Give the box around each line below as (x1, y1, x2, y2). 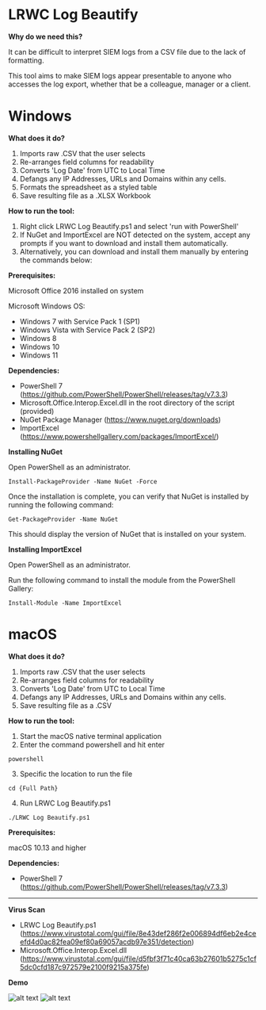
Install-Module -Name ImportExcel (8, 599, 123, 607)
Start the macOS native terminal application (19, 731, 162, 740)
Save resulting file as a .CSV (19, 700, 112, 710)
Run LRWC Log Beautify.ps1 (19, 798, 111, 808)
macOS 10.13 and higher (8, 843, 87, 852)
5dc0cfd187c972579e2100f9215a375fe (19, 962, 147, 972)
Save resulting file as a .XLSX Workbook (19, 190, 151, 200)
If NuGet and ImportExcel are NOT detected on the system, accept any (19, 230, 251, 239)
